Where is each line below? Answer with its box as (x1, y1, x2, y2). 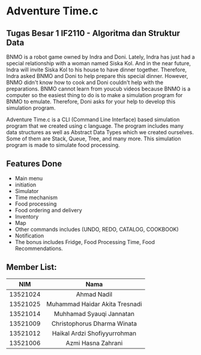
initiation (14, 181, 37, 188)
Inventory (14, 213, 39, 220)
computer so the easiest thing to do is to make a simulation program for (6, 92, 183, 98)
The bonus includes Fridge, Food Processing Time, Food (14, 238, 155, 245)
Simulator (14, 187, 39, 194)
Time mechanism (14, 194, 58, 201)
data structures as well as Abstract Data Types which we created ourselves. (6, 129, 194, 136)
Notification (14, 232, 44, 239)
